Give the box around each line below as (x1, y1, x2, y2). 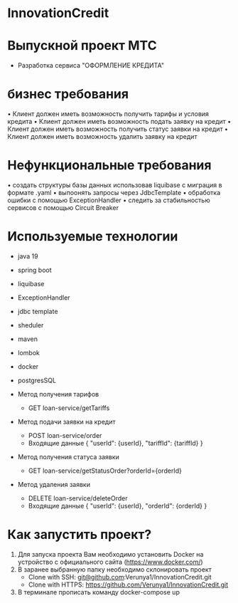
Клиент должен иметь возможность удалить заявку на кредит (7, 132, 198, 141)
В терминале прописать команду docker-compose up (17, 587, 180, 596)
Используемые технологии (7, 229, 178, 245)
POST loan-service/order (28, 431, 102, 439)
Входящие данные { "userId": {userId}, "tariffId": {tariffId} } (28, 439, 204, 447)
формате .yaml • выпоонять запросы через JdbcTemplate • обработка (7, 189, 221, 196)
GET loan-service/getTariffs (28, 404, 110, 412)
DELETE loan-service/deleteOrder (28, 493, 128, 503)
